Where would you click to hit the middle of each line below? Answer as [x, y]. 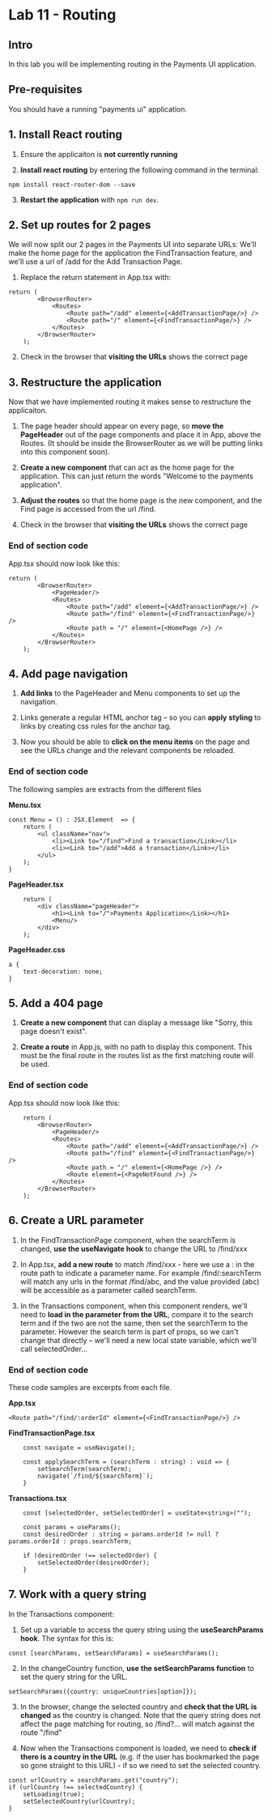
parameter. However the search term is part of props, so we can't [129, 1331]
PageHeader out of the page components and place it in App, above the [140, 435]
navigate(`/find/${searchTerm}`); [96, 1476]
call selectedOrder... [53, 1349]
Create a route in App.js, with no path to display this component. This [136, 1047]
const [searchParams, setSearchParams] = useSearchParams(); [114, 1653]
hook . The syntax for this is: [67, 1638]
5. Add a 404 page [56, 1004]
